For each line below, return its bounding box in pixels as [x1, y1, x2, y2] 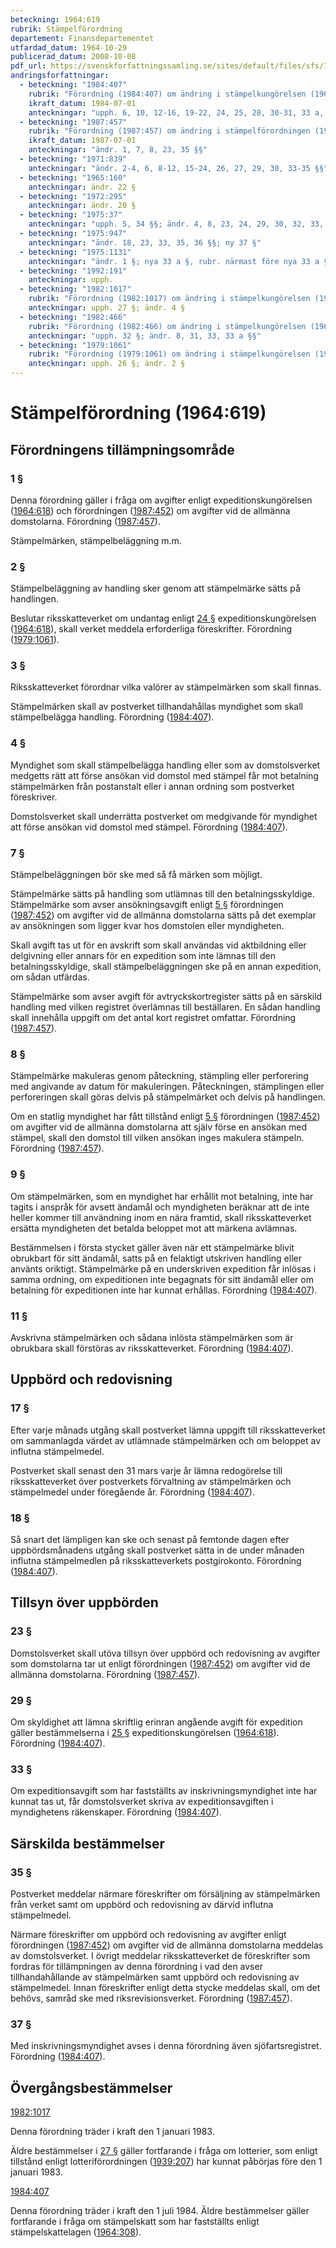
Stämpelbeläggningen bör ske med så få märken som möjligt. [10, 869, 263, 881]
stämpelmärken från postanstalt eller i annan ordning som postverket [10, 780, 295, 792]
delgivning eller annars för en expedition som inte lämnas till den [10, 950, 276, 962]
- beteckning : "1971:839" [19, 154, 128, 164]
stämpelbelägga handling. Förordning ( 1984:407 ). [10, 711, 215, 723]
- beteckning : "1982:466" [19, 312, 128, 322]
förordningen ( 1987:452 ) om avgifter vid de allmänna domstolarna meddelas [10, 1939, 324, 1951]
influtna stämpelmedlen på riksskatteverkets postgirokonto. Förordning [10, 1554, 302, 1566]
